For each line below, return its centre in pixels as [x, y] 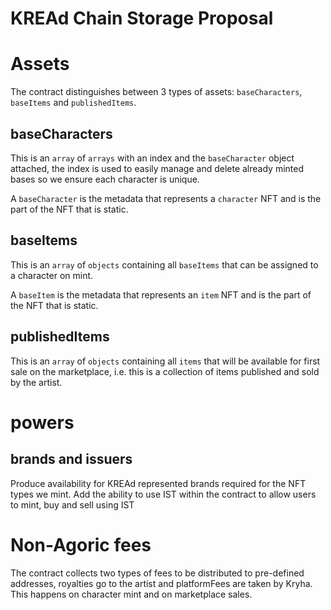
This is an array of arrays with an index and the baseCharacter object [152, 158]
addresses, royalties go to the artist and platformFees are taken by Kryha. [161, 583]
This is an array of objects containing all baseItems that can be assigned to [164, 264]
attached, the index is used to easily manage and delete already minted [157, 168]
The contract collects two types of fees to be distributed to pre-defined [157, 573]
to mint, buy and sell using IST [72, 504]
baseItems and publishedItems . [73, 103]
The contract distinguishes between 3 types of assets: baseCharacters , [156, 92]
